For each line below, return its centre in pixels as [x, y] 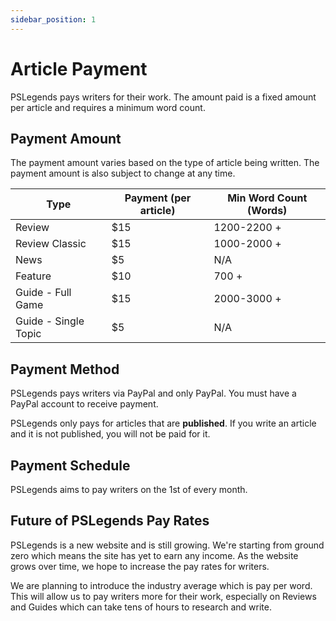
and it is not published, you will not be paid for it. [110, 434]
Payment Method [65, 369]
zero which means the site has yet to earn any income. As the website [154, 555]
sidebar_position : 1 [53, 19]
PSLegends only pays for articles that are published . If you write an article [163, 423]
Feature [33, 276]
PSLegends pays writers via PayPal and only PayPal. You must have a [153, 393]
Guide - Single [50, 321]
